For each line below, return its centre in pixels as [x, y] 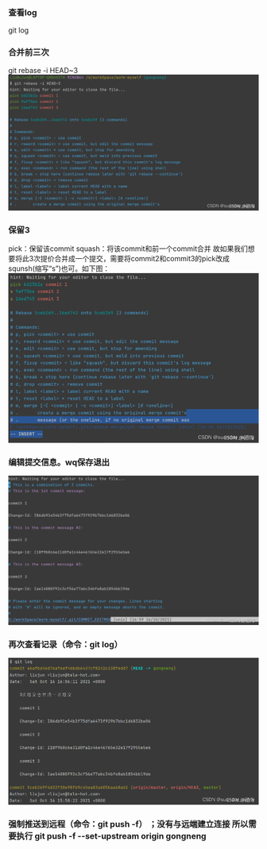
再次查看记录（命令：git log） [66, 644]
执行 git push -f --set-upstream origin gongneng [111, 835]
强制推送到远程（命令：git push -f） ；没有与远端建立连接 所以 [128, 824]
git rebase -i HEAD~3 [43, 70]
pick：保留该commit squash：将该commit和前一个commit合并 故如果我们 [128, 249]
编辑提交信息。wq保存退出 [59, 462]
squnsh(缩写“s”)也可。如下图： [59, 268]
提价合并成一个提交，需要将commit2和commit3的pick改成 [135, 259]
